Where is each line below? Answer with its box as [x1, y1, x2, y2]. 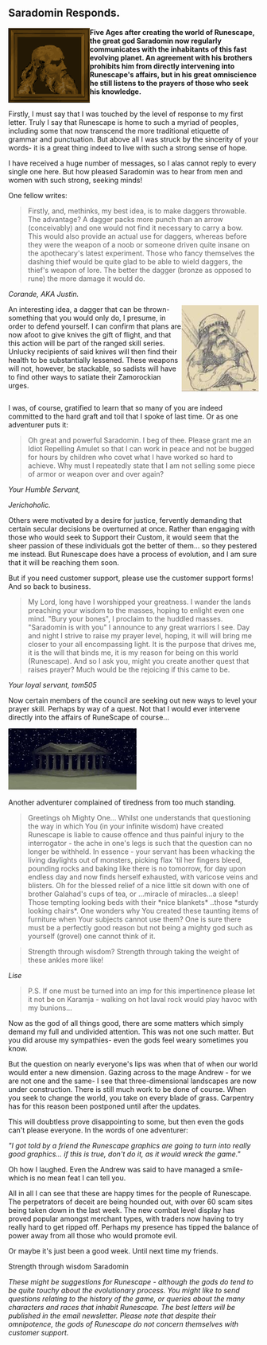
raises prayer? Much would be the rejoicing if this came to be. [27, 665, 230, 674]
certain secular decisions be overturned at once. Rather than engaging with [8, 524, 256, 533]
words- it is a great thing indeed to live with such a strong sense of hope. [8, 142, 248, 152]
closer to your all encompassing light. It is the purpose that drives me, [27, 639, 257, 649]
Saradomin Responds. [8, 6, 121, 20]
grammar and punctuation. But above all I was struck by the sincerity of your [8, 134, 259, 144]
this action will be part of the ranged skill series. [8, 338, 165, 348]
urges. [8, 380, 29, 390]
